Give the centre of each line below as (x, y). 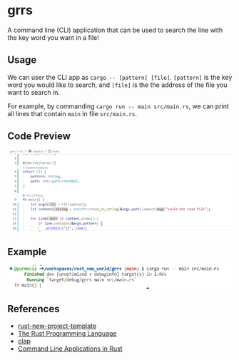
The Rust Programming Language (67, 334)
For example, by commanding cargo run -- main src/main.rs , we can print (118, 106)
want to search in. (34, 92)
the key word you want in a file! (54, 37)
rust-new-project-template (57, 326)
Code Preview (39, 137)
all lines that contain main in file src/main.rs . (72, 113)
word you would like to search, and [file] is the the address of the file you (117, 85)
